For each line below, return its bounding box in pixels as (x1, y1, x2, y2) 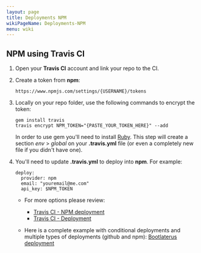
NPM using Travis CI (6, 48, 85, 59)
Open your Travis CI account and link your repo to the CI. (15, 65, 160, 72)
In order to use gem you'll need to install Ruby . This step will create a (15, 134, 188, 141)
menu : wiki (6, 26, 34, 32)
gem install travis (15, 117, 65, 124)
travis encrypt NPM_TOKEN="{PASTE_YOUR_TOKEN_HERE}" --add (15, 123, 169, 129)
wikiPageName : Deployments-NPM (6, 20, 86, 26)
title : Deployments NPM (6, 15, 67, 21)
